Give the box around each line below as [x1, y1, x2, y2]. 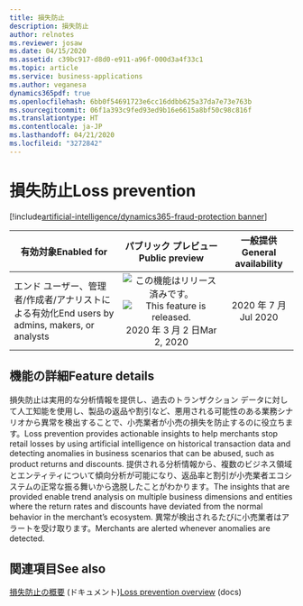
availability [234, 257, 283, 270]
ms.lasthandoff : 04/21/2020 [9, 131, 115, 140]
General [242, 245, 277, 258]
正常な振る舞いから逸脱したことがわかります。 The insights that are [40, 481, 290, 491]
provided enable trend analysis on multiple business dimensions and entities [9, 491, 293, 501]
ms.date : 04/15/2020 [9, 47, 87, 56]
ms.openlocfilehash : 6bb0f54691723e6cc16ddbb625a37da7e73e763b [9, 96, 252, 106]
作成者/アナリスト [25, 293, 102, 306]
